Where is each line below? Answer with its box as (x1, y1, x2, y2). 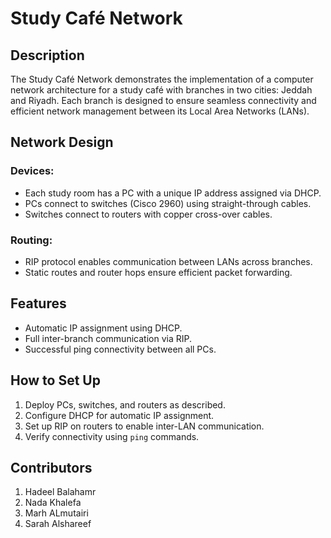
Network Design (10, 134, 114, 151)
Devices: (10, 164, 55, 178)
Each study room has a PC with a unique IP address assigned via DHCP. (24, 187, 322, 199)
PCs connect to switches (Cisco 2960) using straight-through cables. (24, 197, 312, 209)
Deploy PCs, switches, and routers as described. (24, 398, 226, 411)
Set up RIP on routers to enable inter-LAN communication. (24, 420, 265, 432)
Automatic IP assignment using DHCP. (24, 322, 183, 334)
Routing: (10, 233, 53, 247)
